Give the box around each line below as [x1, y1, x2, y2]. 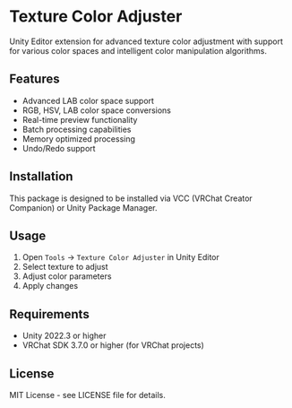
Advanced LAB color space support [21, 95, 155, 106]
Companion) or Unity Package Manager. [9, 202, 159, 213]
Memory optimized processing [21, 133, 136, 144]
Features [9, 72, 60, 87]
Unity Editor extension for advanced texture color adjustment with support [9, 36, 284, 47]
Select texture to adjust [21, 262, 109, 273]
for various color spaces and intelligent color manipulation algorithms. [9, 45, 267, 56]
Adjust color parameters [21, 271, 112, 282]
